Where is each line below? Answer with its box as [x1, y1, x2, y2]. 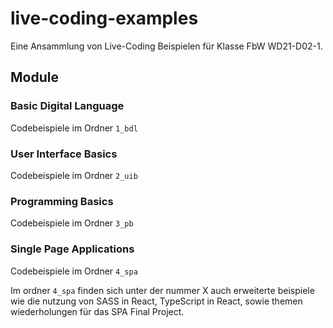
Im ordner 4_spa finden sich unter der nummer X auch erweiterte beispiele [10, 284, 315, 296]
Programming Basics [10, 194, 114, 208]
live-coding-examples [10, 7, 199, 30]
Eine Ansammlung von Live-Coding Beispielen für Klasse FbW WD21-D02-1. [10, 40, 323, 52]
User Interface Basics [10, 147, 118, 161]
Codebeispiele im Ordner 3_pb [10, 217, 134, 229]
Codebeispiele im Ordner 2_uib [10, 169, 138, 181]
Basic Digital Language [10, 99, 125, 113]
